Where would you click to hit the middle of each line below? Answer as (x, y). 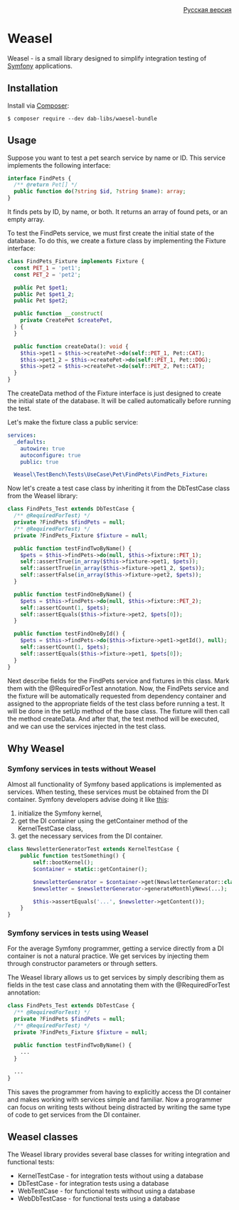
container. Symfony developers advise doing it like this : (88, 800)
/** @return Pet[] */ (46, 185)
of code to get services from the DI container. (74, 1115)
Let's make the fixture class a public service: (73, 422)
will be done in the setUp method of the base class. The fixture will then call (118, 711)
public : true (39, 462)
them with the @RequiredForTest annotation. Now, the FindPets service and (118, 688)
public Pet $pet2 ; (41, 301)
